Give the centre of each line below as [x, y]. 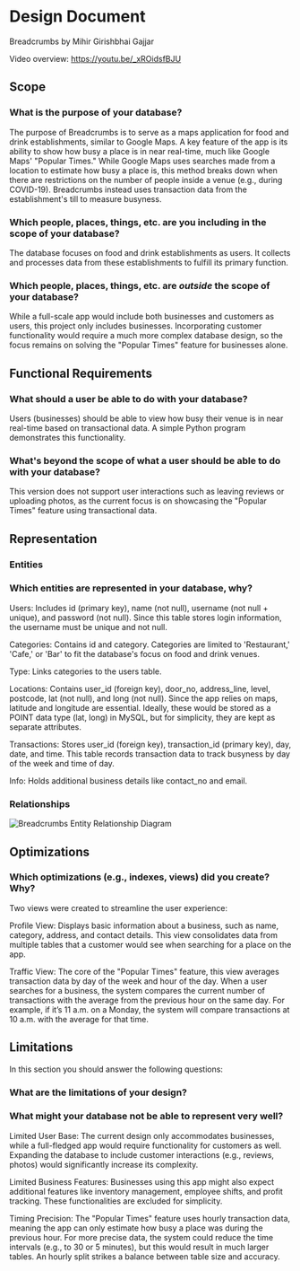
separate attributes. [46, 727]
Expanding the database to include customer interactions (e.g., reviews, [142, 1154]
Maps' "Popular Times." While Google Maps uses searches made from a [142, 161]
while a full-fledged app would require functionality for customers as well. [146, 1145]
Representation [53, 539]
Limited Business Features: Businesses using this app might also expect [142, 1181]
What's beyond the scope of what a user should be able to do [145, 460]
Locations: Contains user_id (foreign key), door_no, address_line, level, [140, 688]
